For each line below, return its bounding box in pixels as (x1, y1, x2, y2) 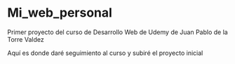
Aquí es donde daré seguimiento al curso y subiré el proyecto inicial (7, 49, 203, 57)
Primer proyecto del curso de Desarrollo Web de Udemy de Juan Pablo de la (7, 28, 228, 36)
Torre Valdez (7, 35, 44, 43)
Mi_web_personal (7, 5, 112, 21)
